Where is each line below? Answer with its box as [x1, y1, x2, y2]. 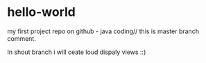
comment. [7, 34, 36, 42]
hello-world [7, 4, 76, 20]
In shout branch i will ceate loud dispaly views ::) [7, 48, 146, 56]
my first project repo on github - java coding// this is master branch [7, 27, 200, 35]
